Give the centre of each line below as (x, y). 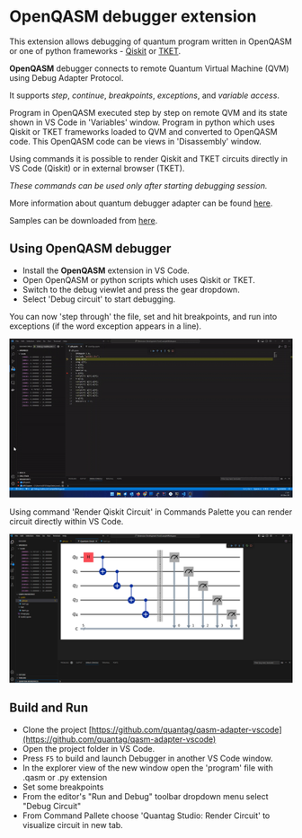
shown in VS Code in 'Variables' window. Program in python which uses (142, 122)
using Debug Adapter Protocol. (67, 77)
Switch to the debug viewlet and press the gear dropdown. (131, 289)
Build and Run (49, 708)
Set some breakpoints (63, 787)
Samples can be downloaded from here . (84, 220)
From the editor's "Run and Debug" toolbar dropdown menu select (145, 796)
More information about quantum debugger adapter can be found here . (141, 203)
